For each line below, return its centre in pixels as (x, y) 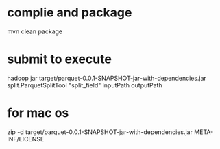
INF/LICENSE (26, 139)
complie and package (70, 13)
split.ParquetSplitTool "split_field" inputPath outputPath (85, 85)
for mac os (38, 113)
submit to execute (59, 59)
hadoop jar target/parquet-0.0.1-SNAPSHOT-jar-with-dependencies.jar (107, 78)
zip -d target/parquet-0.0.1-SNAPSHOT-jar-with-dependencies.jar (100, 132)
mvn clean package (35, 31)
